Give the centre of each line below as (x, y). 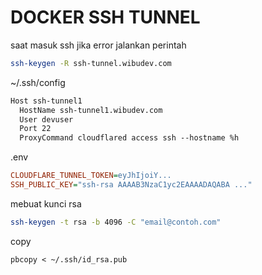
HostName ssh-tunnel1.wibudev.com (91, 110)
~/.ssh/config (38, 82)
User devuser (46, 119)
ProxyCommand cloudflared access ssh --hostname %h (129, 138)
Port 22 (35, 129)
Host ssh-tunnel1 (46, 101)
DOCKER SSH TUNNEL (105, 17)
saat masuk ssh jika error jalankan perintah (98, 45)
